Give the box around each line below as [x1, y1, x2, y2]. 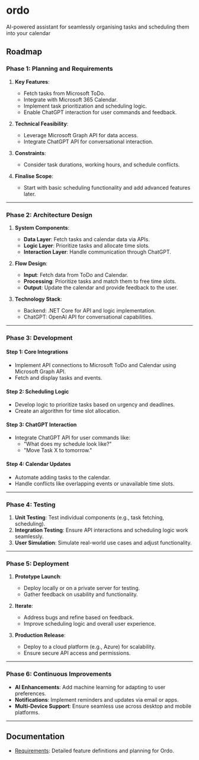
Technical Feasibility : [14, 120, 69, 127]
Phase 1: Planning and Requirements [6, 65, 114, 73]
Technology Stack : [14, 295, 62, 302]
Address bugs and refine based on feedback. [23, 614, 134, 621]
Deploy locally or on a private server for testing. [23, 585, 140, 592]
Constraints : [14, 149, 46, 156]
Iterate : [14, 603, 34, 610]
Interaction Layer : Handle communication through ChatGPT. [23, 248, 172, 256]
